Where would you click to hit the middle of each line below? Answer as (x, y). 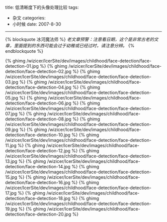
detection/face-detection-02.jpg (38, 71)
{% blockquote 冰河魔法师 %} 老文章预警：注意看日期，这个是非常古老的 (80, 39)
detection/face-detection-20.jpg (38, 214)
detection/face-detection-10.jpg (38, 135)
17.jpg (11, 193)
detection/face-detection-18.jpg (38, 198)
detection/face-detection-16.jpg (38, 182)
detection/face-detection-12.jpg (38, 151)
